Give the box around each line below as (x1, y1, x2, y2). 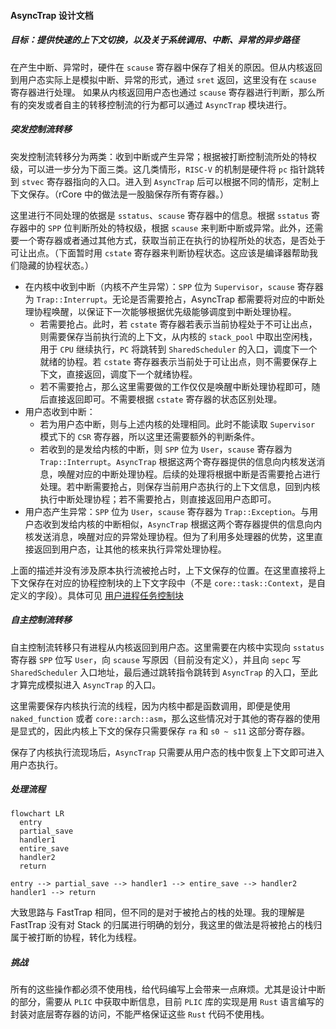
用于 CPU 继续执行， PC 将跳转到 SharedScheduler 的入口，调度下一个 (39, 343, 318, 355)
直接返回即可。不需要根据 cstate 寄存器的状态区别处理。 (48, 393, 283, 405)
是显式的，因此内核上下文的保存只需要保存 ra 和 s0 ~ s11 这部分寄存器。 (10, 725, 311, 737)
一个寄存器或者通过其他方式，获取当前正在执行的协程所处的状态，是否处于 (18, 234, 326, 246)
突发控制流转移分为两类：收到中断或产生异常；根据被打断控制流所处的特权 (10, 150, 317, 162)
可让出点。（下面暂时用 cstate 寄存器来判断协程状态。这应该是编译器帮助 (10, 246, 310, 259)
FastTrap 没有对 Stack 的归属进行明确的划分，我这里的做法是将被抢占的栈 (10, 919, 314, 931)
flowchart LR (10, 809, 65, 819)
